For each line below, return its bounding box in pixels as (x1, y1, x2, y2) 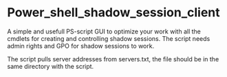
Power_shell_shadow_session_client (7, 5, 220, 20)
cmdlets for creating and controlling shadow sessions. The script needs (7, 34, 210, 42)
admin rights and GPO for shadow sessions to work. (7, 42, 155, 50)
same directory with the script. (7, 62, 94, 70)
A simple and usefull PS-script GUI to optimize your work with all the (7, 27, 201, 35)
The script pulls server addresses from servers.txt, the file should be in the (7, 55, 219, 63)
